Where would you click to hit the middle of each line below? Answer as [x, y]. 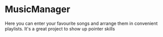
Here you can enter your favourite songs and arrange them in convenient [81, 23]
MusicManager [38, 9]
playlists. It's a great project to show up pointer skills [60, 28]
